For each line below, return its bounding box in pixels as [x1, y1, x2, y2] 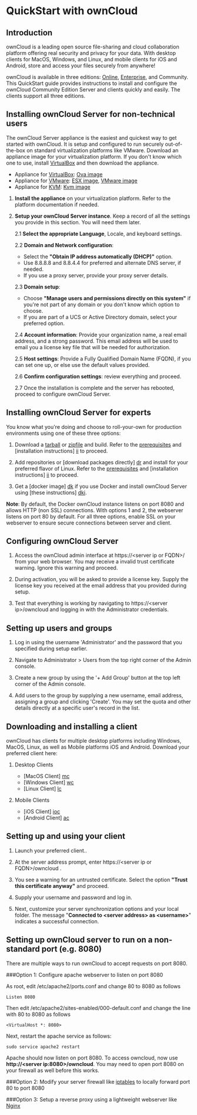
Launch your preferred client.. [14, 847, 87, 854]
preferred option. [23, 320, 65, 327]
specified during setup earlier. [14, 645, 88, 652]
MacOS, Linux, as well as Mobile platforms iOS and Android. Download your [6, 743, 190, 750]
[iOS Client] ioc [23, 808, 61, 815]
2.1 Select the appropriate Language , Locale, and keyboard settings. [14, 230, 182, 237]
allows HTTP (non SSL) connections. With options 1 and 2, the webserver [6, 506, 183, 514]
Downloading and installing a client [6, 722, 138, 732]
